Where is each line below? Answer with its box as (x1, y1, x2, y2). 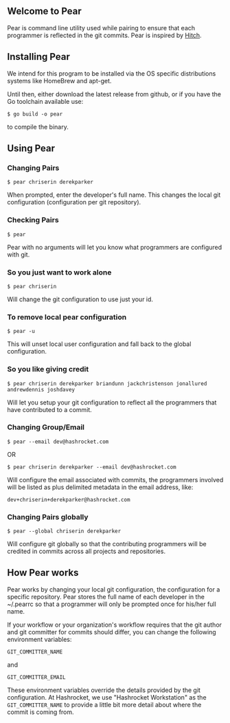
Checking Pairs (7, 215, 60, 225)
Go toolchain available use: (7, 97, 84, 105)
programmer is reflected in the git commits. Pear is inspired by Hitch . (7, 31, 202, 39)
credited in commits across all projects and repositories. (7, 547, 166, 556)
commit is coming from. (7, 708, 74, 716)
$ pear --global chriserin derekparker (7, 528, 122, 535)
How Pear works (7, 567, 79, 579)
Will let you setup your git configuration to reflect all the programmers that (7, 398, 217, 407)
